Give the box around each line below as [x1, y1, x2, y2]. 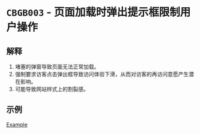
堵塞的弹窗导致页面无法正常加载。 [14, 63, 100, 70]
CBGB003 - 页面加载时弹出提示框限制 [6, 5, 180, 19]
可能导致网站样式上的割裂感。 [14, 86, 89, 93]
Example [6, 121, 28, 128]
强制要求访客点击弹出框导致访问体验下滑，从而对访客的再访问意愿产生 [14, 71, 189, 78]
